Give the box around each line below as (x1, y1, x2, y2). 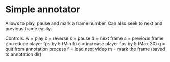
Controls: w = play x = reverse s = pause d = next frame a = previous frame (5, 35, 164, 41)
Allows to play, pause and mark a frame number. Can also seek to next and (5, 20, 163, 26)
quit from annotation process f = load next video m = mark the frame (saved (5, 46, 165, 52)
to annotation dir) (5, 51, 42, 57)
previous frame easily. (5, 25, 52, 31)
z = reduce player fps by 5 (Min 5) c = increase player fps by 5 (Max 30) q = (5, 40, 165, 46)
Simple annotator (5, 4, 80, 15)
